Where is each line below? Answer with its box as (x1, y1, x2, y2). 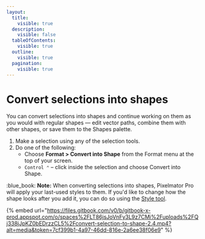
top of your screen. (24, 157, 73, 164)
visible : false (17, 32, 56, 38)
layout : (6, 9, 26, 15)
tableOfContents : (12, 37, 56, 44)
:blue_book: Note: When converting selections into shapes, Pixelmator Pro (6, 182, 194, 189)
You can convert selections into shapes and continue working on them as (6, 113, 192, 120)
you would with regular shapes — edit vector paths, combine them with (6, 119, 186, 126)
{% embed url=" (6, 207, 48, 214)
